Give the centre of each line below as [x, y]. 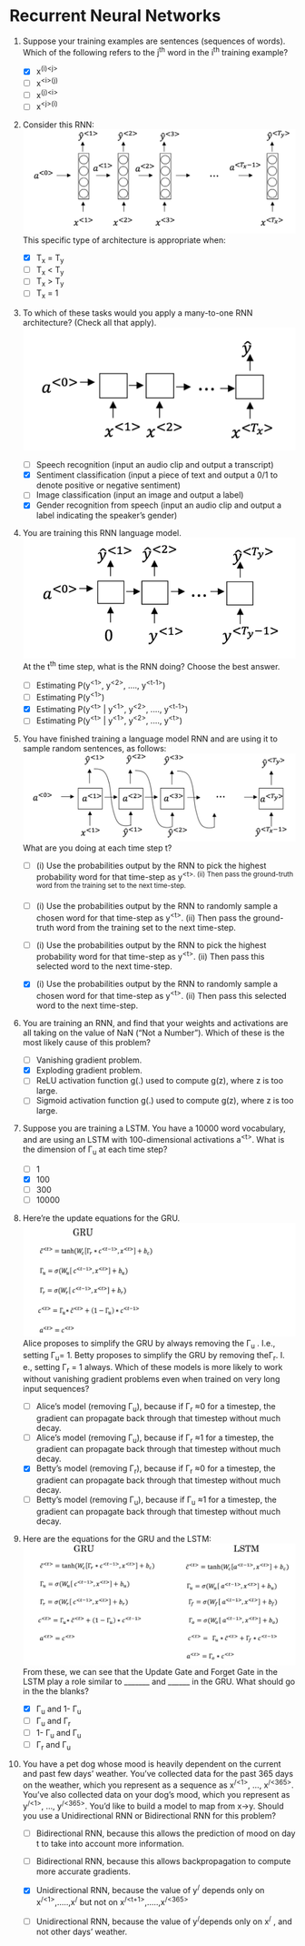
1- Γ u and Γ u [59, 1734]
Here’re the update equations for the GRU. [101, 1218]
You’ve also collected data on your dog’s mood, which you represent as [156, 1795]
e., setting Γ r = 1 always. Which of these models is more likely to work [152, 1368]
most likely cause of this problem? [87, 1043]
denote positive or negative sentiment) [108, 485]
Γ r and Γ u [53, 1745]
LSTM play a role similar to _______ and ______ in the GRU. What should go [159, 1682]
